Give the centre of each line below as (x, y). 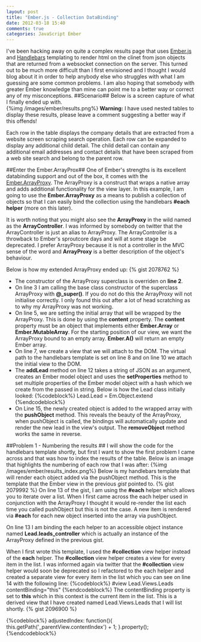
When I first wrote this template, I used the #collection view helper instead (98, 551)
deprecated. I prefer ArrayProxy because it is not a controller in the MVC (95, 245)
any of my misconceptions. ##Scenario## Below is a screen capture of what (100, 96)
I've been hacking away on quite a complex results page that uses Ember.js (99, 51)
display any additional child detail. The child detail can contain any (88, 146)
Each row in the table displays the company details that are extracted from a (100, 133)
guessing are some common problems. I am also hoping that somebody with (100, 83)
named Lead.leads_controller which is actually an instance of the (87, 534)
